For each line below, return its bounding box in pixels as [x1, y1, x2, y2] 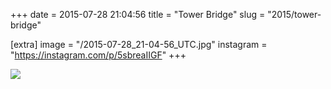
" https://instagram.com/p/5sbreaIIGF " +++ [10, 49, 187, 61]
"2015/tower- [267, 9, 322, 20]
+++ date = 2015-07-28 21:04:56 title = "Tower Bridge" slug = [10, 9, 266, 20]
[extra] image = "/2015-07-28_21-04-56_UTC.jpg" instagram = [10, 39, 268, 50]
